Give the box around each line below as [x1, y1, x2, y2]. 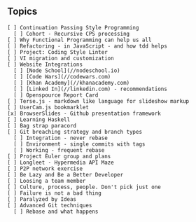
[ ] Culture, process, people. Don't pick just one [7, 183, 161, 190]
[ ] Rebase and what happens [13, 208, 99, 215]
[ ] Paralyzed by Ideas [7, 195, 77, 202]
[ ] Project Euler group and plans [7, 153, 111, 160]
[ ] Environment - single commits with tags [13, 140, 146, 148]
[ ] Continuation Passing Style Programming [7, 24, 139, 31]
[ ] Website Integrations [7, 61, 83, 68]
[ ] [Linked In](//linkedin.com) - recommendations [13, 85, 168, 92]
